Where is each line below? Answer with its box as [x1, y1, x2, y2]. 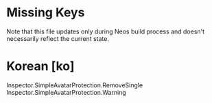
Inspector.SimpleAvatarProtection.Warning [6, 88, 126, 96]
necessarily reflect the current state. [6, 34, 109, 42]
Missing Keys [6, 5, 85, 20]
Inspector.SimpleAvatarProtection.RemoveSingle [6, 80, 143, 89]
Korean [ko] [6, 59, 75, 74]
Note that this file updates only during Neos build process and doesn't [6, 27, 205, 35]
